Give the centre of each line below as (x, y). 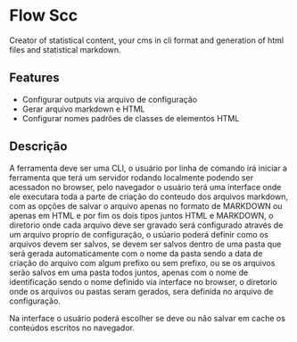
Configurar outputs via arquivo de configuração (110, 99)
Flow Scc (44, 16)
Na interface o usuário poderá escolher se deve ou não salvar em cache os (147, 318)
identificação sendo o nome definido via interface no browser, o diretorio (144, 281)
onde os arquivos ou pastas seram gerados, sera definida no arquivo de (141, 291)
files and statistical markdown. (66, 49)
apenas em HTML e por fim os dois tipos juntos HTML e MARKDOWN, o (141, 215)
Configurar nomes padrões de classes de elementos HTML (131, 118)
